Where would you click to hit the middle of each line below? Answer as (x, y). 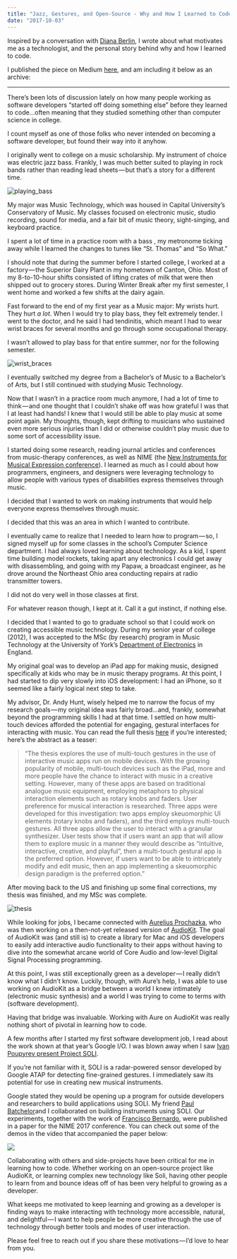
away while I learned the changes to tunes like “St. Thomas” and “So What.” (117, 248)
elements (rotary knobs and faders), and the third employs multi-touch (127, 820)
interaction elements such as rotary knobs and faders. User (111, 798)
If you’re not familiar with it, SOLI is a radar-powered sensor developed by (115, 1067)
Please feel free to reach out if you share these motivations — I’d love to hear (118, 1240)
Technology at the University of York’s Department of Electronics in (105, 644)
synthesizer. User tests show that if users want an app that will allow (124, 836)
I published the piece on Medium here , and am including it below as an (110, 69)
